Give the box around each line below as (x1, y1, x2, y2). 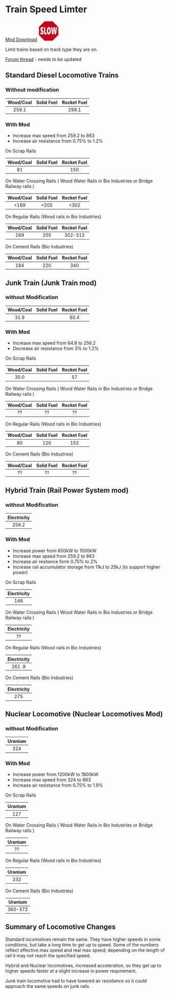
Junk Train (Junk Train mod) (5, 278, 97, 287)
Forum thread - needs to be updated (5, 56, 82, 62)
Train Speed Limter (5, 4, 88, 15)
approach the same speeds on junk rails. (5, 983, 91, 989)
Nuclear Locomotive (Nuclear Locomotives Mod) (5, 710, 163, 718)
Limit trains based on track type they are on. (5, 46, 98, 52)
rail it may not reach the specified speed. (5, 952, 91, 958)
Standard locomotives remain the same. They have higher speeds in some (5, 936, 161, 942)
